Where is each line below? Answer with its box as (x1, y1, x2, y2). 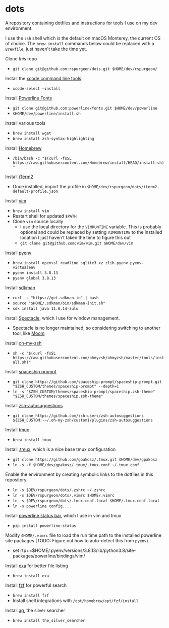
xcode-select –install (12, 86, 61, 91)
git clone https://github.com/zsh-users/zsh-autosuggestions (12, 413, 144, 418)
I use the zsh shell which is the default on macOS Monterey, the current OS (5, 35, 161, 41)
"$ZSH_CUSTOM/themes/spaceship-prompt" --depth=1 (12, 383, 120, 389)
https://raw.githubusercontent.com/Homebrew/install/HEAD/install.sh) (12, 160, 164, 165)
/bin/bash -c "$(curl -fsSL (12, 156, 72, 161)
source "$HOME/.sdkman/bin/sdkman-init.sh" (12, 300, 106, 306)
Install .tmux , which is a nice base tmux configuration (5, 446, 116, 452)
